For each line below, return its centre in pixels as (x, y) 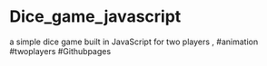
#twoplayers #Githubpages (60, 51)
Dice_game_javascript (95, 17)
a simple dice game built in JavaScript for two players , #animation (134, 42)
